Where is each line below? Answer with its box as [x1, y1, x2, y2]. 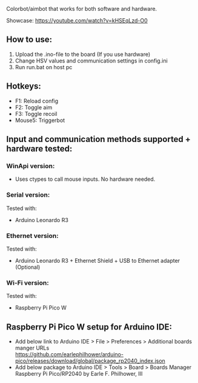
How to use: [6, 35, 53, 45]
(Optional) [15, 263, 41, 271]
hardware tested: [6, 144, 73, 154]
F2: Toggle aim [15, 103, 53, 111]
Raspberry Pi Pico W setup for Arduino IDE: [6, 322, 173, 332]
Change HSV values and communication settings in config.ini [15, 57, 168, 64]
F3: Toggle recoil [15, 110, 58, 117]
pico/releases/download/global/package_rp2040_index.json [15, 358, 165, 365]
